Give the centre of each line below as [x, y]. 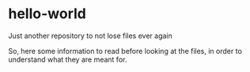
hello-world [47, 14]
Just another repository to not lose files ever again [90, 36]
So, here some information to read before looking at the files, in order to [125, 51]
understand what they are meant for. [68, 59]
